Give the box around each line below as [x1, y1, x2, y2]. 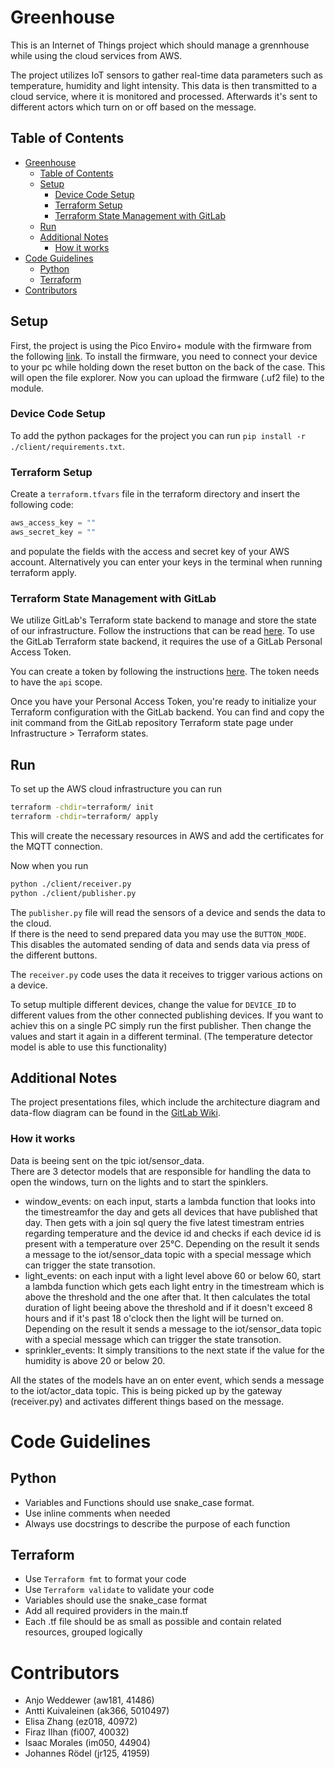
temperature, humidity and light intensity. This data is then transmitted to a [10, 79, 318, 91]
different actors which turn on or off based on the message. [10, 101, 257, 113]
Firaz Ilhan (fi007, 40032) [24, 1726, 130, 1738]
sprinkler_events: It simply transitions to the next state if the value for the [24, 1344, 325, 1356]
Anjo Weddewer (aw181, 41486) [24, 1694, 155, 1706]
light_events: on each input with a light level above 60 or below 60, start [24, 1269, 322, 1281]
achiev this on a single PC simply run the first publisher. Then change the [10, 1019, 312, 1031]
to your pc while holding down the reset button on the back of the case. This [10, 361, 326, 373]
